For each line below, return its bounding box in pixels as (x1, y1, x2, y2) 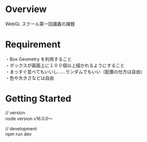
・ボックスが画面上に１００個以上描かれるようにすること (5, 62, 125, 68)
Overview (5, 4, 47, 15)
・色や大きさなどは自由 (5, 75, 54, 81)
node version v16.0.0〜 (5, 115, 53, 121)
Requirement (5, 39, 61, 50)
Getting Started (5, 93, 72, 104)
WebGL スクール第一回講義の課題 (5, 21, 75, 27)
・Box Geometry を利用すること (5, 56, 72, 62)
